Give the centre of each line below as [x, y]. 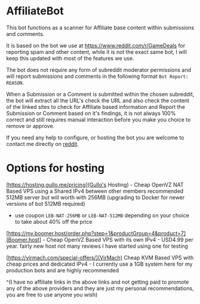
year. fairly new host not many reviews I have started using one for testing [97, 246]
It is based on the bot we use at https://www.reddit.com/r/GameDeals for [96, 45]
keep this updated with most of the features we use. [70, 58]
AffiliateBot [35, 11]
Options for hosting [55, 168]
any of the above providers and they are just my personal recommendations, [100, 288]
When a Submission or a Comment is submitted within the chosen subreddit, [100, 94]
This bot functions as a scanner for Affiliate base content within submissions [100, 28]
